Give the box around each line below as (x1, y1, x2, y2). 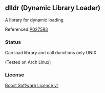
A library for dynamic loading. (5, 17, 65, 23)
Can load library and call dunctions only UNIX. (5, 50, 98, 56)
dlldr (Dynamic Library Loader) (5, 4, 101, 12)
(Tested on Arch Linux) (5, 59, 51, 65)
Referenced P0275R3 (5, 26, 48, 32)
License (5, 71, 24, 78)
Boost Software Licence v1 (5, 83, 59, 89)
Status (5, 39, 21, 46)
